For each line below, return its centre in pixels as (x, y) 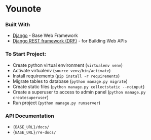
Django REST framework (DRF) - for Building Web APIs (70, 41)
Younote (23, 9)
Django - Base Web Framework (45, 35)
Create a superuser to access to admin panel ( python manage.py (79, 92)
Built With (18, 25)
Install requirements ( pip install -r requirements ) (66, 76)
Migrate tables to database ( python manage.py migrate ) (70, 81)
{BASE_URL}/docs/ (31, 127)
